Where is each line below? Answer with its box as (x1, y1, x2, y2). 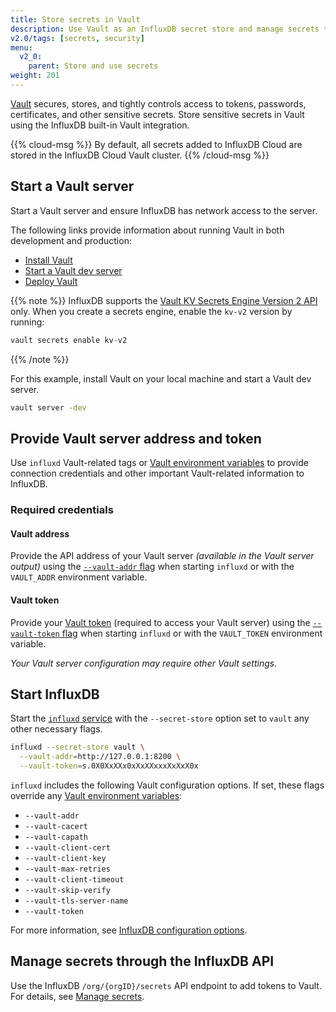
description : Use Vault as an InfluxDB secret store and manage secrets (10, 24, 320, 34)
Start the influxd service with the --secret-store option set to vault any (10, 712, 310, 725)
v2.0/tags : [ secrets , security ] (10, 33, 145, 43)
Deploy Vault (24, 275, 78, 287)
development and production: (10, 234, 132, 246)
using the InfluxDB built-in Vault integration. (10, 119, 190, 131)
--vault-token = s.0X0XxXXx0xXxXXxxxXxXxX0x (19, 761, 199, 771)
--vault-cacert (24, 822, 89, 832)
